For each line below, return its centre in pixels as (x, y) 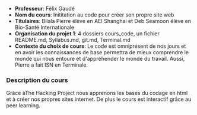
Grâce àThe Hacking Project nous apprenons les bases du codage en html (97, 93)
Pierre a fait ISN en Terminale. (51, 65)
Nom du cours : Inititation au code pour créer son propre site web (94, 15)
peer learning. (23, 106)
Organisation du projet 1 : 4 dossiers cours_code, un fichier (87, 34)
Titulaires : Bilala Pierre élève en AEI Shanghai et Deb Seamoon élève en (103, 21)
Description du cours (37, 80)
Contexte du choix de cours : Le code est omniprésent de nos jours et (100, 46)
